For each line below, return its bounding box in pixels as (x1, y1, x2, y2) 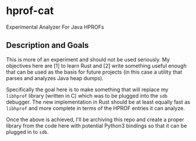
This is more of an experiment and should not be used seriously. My (6, 56, 170, 63)
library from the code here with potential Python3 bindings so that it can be (6, 122, 187, 129)
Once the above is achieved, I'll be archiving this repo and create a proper (6, 116, 184, 123)
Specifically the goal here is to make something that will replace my (6, 86, 169, 93)
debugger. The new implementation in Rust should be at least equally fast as (6, 98, 190, 105)
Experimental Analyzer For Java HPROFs (6, 23, 104, 30)
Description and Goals (6, 40, 89, 50)
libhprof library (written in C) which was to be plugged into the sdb (6, 92, 168, 99)
